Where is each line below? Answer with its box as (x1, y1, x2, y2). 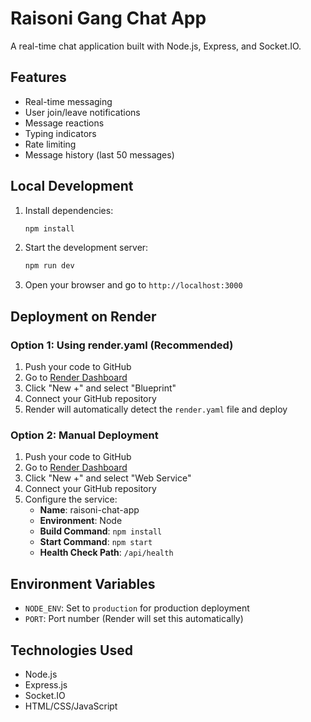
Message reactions (24, 117, 105, 129)
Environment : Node (39, 515, 123, 527)
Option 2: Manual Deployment (10, 428, 159, 442)
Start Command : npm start (39, 536, 153, 548)
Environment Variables (10, 575, 156, 592)
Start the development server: (24, 242, 149, 254)
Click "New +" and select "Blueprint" (24, 382, 177, 394)
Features (10, 69, 67, 86)
